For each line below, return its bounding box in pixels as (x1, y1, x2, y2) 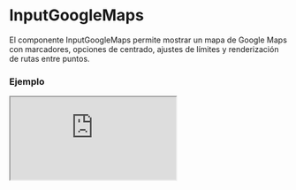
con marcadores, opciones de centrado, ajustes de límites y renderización (9, 43, 279, 54)
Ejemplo (9, 75, 45, 87)
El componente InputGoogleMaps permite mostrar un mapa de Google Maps (9, 34, 287, 45)
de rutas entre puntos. (9, 53, 90, 64)
